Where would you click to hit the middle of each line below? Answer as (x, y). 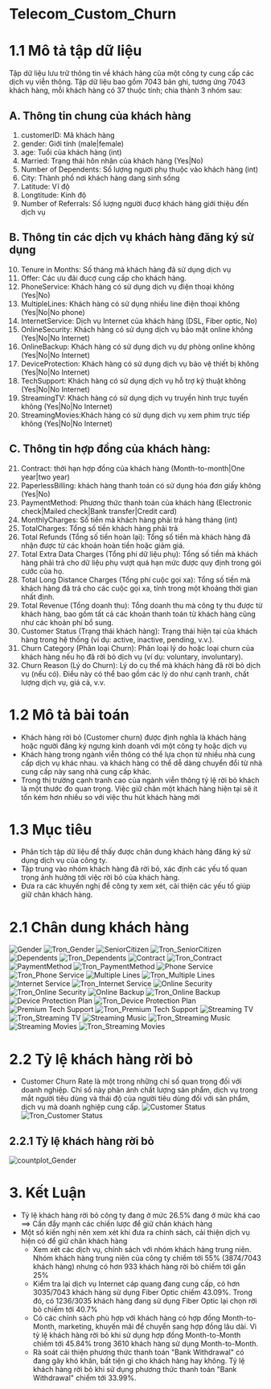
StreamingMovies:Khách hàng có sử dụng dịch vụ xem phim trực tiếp (135, 415)
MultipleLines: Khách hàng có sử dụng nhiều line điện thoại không (130, 304)
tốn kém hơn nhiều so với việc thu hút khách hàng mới (110, 797)
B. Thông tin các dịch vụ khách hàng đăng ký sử (131, 237)
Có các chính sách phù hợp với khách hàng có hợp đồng (126, 1318)
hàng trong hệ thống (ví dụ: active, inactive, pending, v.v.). (117, 639)
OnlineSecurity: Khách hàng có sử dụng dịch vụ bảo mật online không (137, 329)
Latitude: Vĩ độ (45, 186)
